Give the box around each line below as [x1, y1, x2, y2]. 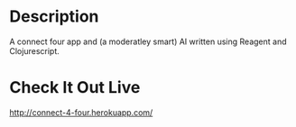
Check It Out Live [9, 77, 141, 98]
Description [9, 6, 99, 27]
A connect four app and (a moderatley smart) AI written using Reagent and [9, 36, 287, 47]
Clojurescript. [9, 45, 60, 56]
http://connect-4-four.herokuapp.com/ [9, 106, 153, 118]
